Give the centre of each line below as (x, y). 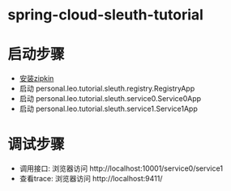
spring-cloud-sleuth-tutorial (106, 15)
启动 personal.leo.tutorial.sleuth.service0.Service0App (110, 99)
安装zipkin (36, 79)
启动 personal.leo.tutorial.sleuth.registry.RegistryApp (107, 89)
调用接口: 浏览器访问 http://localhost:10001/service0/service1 (121, 168)
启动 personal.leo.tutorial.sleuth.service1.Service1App (108, 109)
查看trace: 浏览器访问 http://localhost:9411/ (91, 179)
